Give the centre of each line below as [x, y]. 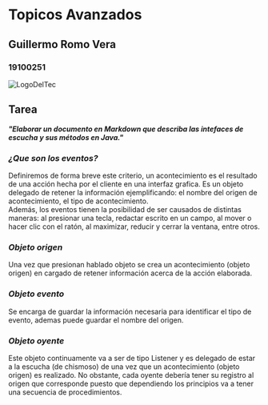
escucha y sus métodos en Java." [66, 137]
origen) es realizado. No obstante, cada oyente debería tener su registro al [131, 375]
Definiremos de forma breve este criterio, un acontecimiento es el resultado [133, 175]
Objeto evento [36, 294]
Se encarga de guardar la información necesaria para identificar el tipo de [130, 311]
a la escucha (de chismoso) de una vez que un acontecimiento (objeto [124, 367]
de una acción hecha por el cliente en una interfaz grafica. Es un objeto [126, 184]
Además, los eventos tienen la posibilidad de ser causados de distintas [125, 209]
